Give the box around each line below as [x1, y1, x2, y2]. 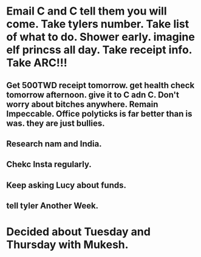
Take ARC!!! [6, 56, 68, 70]
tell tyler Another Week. [6, 200, 99, 211]
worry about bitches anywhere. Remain [6, 99, 158, 109]
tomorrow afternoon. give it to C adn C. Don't [6, 89, 179, 100]
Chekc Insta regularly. [6, 159, 92, 170]
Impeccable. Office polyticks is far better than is [6, 108, 192, 119]
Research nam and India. [6, 139, 102, 149]
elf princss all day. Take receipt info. [6, 43, 192, 57]
